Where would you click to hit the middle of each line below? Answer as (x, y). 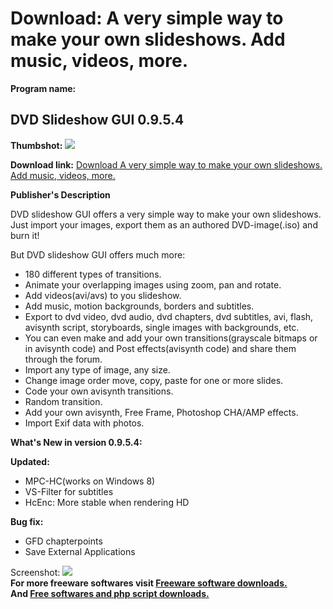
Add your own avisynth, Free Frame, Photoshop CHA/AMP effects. (161, 412)
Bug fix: (27, 521)
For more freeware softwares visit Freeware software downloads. (149, 583)
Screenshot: (35, 572)
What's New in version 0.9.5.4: (76, 442)
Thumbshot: (36, 145)
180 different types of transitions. (93, 274)
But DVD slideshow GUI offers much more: (98, 254)
